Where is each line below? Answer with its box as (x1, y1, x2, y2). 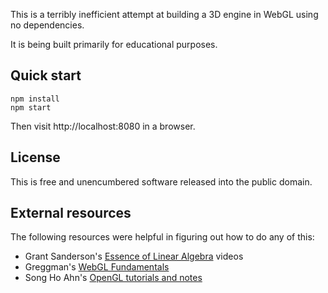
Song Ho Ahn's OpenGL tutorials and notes (24, 272, 203, 284)
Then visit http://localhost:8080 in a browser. (10, 120, 196, 132)
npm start (10, 102, 52, 113)
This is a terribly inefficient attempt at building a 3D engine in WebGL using (10, 9, 319, 20)
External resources (10, 205, 132, 222)
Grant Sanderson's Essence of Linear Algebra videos (24, 250, 244, 263)
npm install (10, 94, 60, 104)
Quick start (10, 67, 82, 84)
